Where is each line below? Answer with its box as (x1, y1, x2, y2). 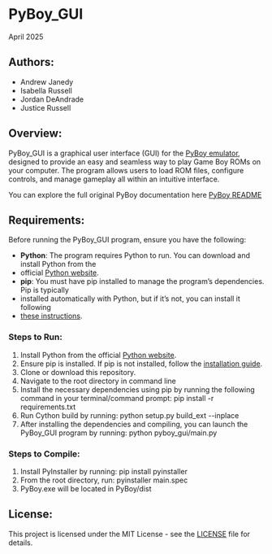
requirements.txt (19, 402, 76, 412)
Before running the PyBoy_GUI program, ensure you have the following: (8, 235, 246, 245)
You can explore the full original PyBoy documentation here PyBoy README (8, 190, 262, 199)
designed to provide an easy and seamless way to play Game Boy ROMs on (8, 156, 261, 167)
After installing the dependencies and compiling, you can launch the (19, 419, 248, 429)
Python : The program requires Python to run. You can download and (19, 251, 250, 260)
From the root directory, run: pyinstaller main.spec (19, 475, 188, 485)
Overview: (8, 127, 63, 141)
